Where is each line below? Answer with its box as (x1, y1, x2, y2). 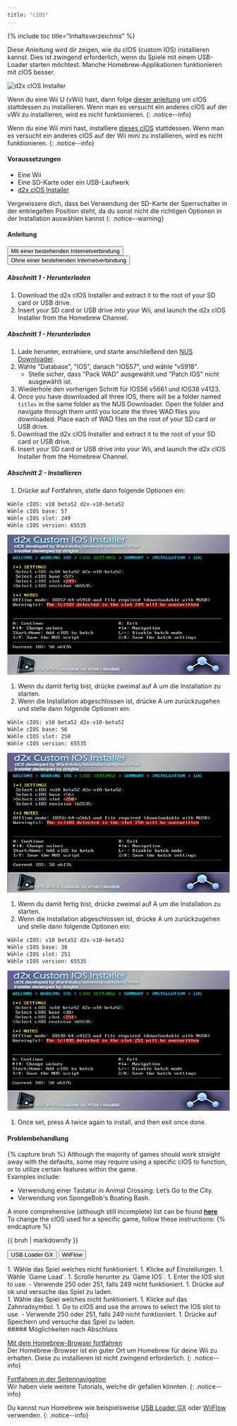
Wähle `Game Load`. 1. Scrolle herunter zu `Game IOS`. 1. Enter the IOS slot (7, 1272, 224, 1281)
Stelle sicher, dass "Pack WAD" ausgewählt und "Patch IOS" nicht (28, 370, 220, 378)
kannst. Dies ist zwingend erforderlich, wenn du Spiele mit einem (7, 53, 196, 61)
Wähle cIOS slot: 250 (7, 733, 71, 740)
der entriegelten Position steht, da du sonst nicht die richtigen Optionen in (7, 207, 222, 215)
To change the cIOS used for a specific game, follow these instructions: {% (7, 1214, 226, 1223)
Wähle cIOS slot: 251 (7, 951, 71, 958)
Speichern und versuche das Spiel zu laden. (7, 1317, 135, 1326)
